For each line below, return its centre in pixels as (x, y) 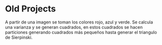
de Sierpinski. (19, 37)
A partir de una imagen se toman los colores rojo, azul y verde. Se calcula (79, 22)
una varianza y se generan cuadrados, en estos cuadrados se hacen (74, 27)
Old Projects (30, 9)
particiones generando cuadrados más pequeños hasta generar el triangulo (81, 32)
